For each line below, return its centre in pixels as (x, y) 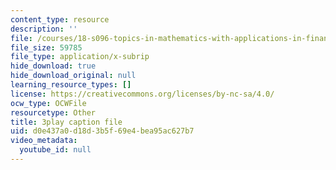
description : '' (44, 29)
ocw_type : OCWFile (48, 103)
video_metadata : (44, 141)
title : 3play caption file (66, 122)
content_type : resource (60, 19)
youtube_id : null (55, 150)
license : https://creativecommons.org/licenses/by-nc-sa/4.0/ (142, 94)
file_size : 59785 (46, 47)
